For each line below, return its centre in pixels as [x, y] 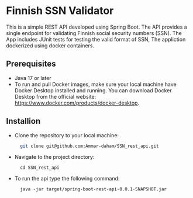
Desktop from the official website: [55, 96]
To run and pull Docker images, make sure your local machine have [95, 84]
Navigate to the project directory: [54, 157]
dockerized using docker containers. [50, 46]
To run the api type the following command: [67, 179]
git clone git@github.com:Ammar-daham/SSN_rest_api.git [89, 146]
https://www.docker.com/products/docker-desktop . [77, 103]
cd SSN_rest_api [40, 168]
